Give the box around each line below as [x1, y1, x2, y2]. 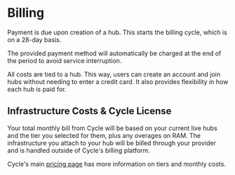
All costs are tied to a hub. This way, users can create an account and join [7, 70, 221, 78]
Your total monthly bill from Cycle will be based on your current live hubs [7, 124, 217, 132]
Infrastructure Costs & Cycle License [7, 105, 172, 117]
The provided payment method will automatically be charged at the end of [7, 49, 222, 57]
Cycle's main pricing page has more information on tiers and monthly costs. [7, 160, 227, 168]
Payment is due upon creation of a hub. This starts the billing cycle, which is [7, 28, 228, 36]
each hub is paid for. [7, 85, 67, 93]
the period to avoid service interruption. [7, 56, 122, 64]
